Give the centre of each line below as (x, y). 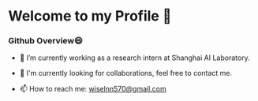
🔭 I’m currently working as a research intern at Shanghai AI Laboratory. (135, 58)
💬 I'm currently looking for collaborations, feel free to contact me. (126, 73)
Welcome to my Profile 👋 (90, 16)
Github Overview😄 (45, 41)
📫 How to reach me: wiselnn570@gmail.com (93, 89)
